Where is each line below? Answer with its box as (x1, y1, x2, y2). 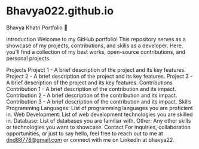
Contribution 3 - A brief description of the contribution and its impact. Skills (6, 98, 192, 105)
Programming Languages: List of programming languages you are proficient (6, 104, 193, 111)
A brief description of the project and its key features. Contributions (6, 79, 173, 86)
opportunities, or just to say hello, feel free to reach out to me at (6, 130, 163, 137)
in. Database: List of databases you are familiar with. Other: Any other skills (6, 117, 191, 124)
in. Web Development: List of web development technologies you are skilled (6, 111, 193, 118)
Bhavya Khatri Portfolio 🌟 (6, 24, 68, 31)
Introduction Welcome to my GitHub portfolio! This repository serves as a (6, 35, 186, 42)
